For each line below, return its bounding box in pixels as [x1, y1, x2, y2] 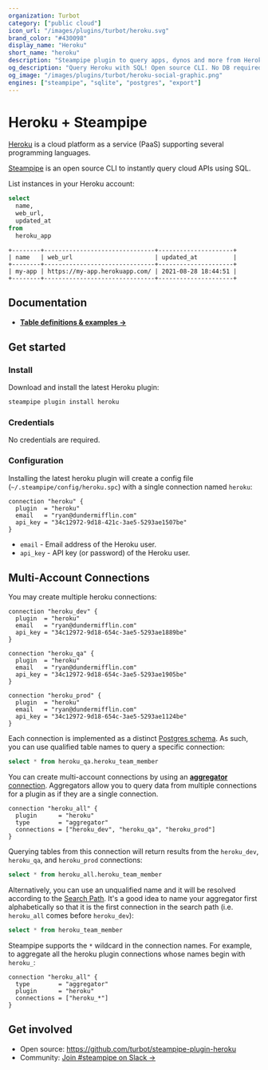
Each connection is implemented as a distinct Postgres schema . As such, [8, 734, 249, 743]
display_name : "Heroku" [8, 42, 88, 50]
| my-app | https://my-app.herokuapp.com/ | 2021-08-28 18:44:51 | [8, 267, 238, 275]
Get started [8, 340, 66, 354]
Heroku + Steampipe [8, 113, 148, 131]
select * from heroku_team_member [8, 926, 124, 935]
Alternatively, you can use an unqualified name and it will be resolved [8, 885, 236, 895]
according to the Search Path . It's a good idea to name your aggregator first [8, 894, 258, 904]
